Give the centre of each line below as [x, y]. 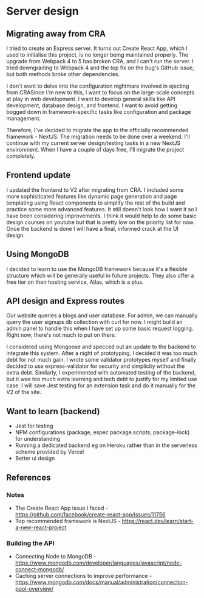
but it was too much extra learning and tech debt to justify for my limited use [102, 379]
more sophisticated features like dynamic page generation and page [92, 196]
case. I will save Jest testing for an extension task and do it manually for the [101, 385]
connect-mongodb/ [39, 569]
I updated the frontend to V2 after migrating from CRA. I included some [95, 189]
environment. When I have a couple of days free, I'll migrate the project [95, 149]
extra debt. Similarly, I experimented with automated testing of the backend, [101, 373]
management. [24, 118]
